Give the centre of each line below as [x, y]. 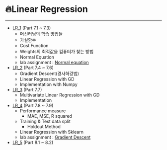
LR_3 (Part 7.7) [27, 89]
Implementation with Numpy [49, 84]
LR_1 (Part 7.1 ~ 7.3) [32, 28]
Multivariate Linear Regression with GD [60, 95]
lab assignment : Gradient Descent [55, 137]
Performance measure [43, 111]
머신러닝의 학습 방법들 [41, 34]
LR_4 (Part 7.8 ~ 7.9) [33, 105]
